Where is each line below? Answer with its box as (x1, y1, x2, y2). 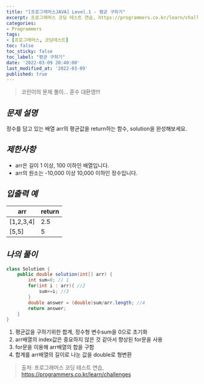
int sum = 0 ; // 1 (28, 277, 69, 283)
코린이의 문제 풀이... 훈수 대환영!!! (21, 89, 101, 96)
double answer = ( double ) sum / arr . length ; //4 (28, 300, 146, 306)
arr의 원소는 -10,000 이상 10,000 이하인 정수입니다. (15, 169, 138, 177)
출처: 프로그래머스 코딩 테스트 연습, (21, 364, 104, 371)
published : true (6, 71, 47, 77)
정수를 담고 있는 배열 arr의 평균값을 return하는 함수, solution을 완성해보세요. (6, 125, 188, 132)
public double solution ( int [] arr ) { (17, 271, 113, 278)
